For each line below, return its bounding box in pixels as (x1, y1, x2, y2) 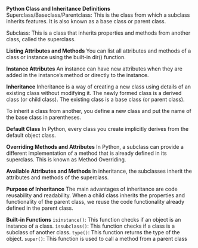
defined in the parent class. (6, 204, 73, 212)
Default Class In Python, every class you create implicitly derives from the (6, 125, 189, 132)
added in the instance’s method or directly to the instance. (6, 72, 149, 78)
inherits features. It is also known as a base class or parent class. (6, 18, 166, 25)
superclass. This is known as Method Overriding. (6, 156, 126, 163)
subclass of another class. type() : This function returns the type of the (6, 229, 180, 235)
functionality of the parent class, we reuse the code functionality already (6, 198, 185, 205)
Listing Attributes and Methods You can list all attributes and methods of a (6, 47, 191, 54)
